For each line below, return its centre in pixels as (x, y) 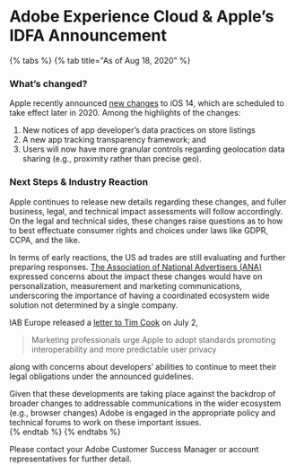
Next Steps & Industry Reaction (79, 182)
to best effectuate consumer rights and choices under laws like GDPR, (139, 230)
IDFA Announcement (88, 35)
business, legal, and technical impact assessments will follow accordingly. (146, 211)
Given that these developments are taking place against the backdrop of (143, 393)
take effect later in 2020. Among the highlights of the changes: (125, 113)
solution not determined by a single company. (94, 305)
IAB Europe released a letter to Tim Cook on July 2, (104, 322)
